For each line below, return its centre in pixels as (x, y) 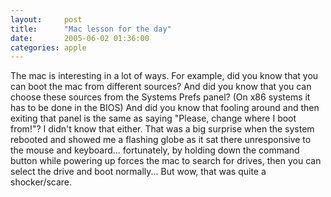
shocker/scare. (41, 182)
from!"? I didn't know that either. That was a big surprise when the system (162, 129)
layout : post (46, 19)
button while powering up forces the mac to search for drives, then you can (166, 161)
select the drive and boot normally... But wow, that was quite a (138, 172)
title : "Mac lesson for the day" (91, 29)
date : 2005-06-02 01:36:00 (80, 38)
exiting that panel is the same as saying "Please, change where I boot (153, 118)
